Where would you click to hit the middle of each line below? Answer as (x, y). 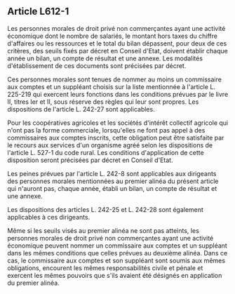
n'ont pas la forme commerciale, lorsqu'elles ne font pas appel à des (106, 130)
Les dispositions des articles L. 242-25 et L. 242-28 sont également (105, 209)
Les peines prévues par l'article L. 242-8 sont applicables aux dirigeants (112, 173)
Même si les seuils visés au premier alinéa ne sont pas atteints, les (103, 230)
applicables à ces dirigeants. (49, 217)
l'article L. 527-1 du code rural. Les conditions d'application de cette (106, 152)
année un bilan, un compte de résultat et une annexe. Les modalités (105, 58)
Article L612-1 (38, 12)
